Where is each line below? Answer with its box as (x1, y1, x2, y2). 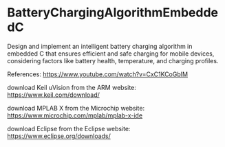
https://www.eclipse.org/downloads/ (7, 132, 111, 140)
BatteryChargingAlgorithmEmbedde (7, 5, 219, 21)
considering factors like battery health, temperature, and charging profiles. (7, 56, 219, 65)
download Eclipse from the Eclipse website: (7, 124, 131, 133)
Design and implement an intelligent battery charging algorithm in (7, 42, 193, 50)
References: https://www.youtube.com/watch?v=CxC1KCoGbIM (7, 70, 188, 78)
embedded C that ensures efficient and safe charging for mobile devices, (7, 49, 215, 58)
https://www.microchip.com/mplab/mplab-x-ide (7, 111, 143, 120)
